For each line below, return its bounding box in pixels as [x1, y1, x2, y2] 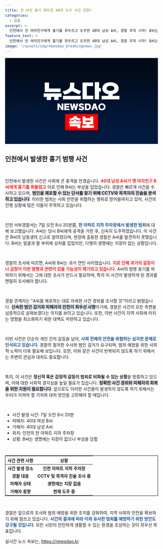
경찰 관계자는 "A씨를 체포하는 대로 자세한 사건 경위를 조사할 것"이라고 [5, 298, 136, 304]
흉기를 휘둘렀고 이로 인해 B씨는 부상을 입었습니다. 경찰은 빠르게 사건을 [17, 184, 150, 190]
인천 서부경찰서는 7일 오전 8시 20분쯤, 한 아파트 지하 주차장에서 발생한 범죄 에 [5, 222, 150, 228]
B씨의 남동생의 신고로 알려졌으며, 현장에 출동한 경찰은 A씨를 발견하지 [10, 234, 140, 240]
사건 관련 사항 [7, 457, 33, 463]
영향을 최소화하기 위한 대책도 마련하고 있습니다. [10, 316, 100, 322]
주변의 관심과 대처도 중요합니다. [10, 354, 70, 360]
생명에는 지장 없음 [47, 481, 81, 487]
